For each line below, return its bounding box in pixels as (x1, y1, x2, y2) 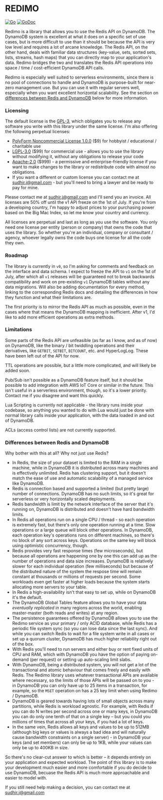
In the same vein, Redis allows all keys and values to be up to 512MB (12, 724, 149, 730)
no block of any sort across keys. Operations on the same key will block (12, 538, 157, 543)
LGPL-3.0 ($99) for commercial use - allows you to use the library (12, 148, 144, 154)
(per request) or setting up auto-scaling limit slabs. (30, 657, 131, 662)
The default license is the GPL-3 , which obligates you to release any (5, 118, 141, 124)
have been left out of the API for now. (5, 353, 80, 359)
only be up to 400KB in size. (12, 745, 69, 751)
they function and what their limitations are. (5, 294, 92, 300)
